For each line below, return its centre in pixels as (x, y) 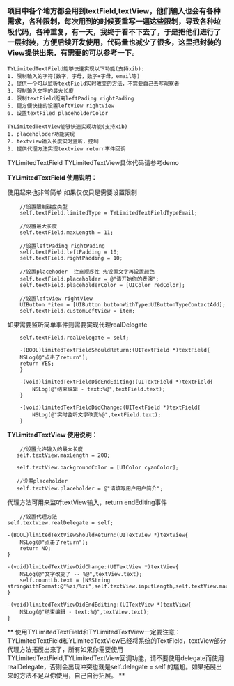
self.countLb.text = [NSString (65, 580)
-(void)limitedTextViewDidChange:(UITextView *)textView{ (93, 567)
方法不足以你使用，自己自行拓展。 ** (72, 676)
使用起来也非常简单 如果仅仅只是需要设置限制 (72, 192)
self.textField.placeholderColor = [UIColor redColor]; (103, 286)
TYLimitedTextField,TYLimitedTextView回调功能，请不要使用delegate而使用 (116, 658)
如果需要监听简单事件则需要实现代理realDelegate (77, 325)
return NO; (36, 549)
